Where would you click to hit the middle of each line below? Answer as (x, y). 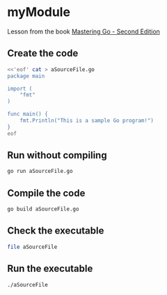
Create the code (43, 53)
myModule (39, 12)
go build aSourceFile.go (43, 209)
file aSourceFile (32, 247)
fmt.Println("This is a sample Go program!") (87, 121)
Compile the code (46, 193)
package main (26, 76)
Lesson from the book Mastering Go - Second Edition (83, 31)
